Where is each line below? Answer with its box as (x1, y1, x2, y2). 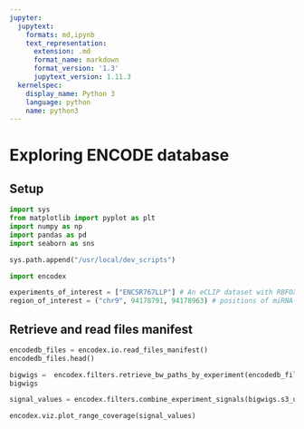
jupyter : (9, 13, 43, 23)
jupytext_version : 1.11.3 (33, 73, 131, 82)
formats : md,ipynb (25, 30, 95, 39)
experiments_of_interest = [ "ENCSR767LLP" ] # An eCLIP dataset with (9, 288, 273, 297)
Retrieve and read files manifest (9, 321, 193, 336)
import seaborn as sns (9, 239, 95, 248)
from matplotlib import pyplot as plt (9, 214, 156, 223)
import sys (9, 205, 51, 214)
